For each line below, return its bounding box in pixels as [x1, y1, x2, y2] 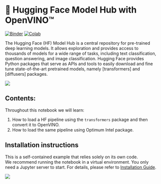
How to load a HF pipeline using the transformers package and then [12, 117, 148, 122]
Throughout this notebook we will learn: [5, 107, 85, 113]
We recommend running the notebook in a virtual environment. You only [5, 159, 149, 165]
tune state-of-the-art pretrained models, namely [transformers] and [5, 66, 140, 72]
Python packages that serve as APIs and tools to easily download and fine [5, 61, 153, 67]
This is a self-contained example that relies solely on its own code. [5, 154, 138, 160]
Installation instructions [5, 141, 79, 150]
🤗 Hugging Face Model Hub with [5, 4, 137, 16]
